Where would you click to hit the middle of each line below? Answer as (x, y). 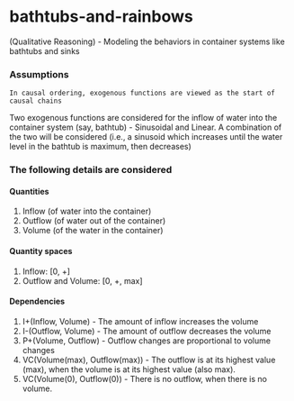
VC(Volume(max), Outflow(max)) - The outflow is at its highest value (149, 360)
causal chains (36, 101)
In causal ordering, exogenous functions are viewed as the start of (143, 93)
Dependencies (37, 301)
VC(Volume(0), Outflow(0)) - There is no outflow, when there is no (145, 378)
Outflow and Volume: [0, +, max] (82, 280)
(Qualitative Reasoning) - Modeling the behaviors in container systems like (147, 41)
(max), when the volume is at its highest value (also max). (129, 369)
